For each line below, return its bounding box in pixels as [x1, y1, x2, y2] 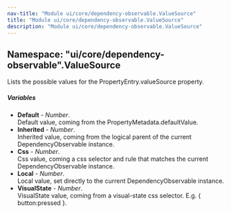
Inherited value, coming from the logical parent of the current [17, 133, 192, 142]
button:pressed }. [17, 199, 67, 207]
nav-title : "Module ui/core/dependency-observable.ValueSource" [7, 10, 196, 17]
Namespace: [7, 48, 64, 60]
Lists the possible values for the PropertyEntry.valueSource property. [7, 77, 204, 86]
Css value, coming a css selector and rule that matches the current [17, 155, 209, 163]
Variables [7, 93, 36, 101]
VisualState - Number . [17, 184, 83, 193]
